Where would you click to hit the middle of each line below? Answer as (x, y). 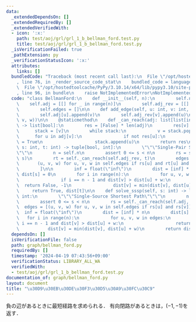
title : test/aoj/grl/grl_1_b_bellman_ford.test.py (79, 44)
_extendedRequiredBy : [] (41, 22)
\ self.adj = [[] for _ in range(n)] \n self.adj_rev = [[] (103, 104)
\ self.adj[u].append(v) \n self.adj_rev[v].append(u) (101, 115)
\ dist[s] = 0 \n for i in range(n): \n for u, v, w (103, 175)
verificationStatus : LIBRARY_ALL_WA (56, 262)
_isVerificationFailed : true (47, 50)
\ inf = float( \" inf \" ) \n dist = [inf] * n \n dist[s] (103, 213)
